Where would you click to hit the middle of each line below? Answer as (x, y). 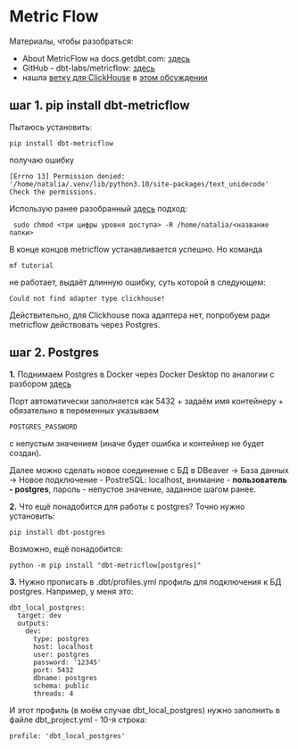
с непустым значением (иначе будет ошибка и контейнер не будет (137, 443)
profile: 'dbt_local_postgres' (67, 736)
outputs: (33, 623)
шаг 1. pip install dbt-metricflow (99, 106)
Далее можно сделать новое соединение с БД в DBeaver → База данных (149, 470)
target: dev (40, 615)
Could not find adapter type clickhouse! (87, 298)
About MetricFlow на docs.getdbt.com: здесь (106, 58)
